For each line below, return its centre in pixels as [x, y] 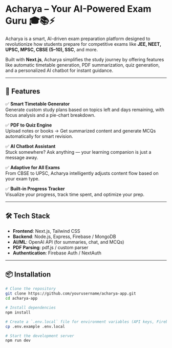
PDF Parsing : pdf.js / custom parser [50, 247]
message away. [22, 157]
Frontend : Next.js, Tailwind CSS [46, 231]
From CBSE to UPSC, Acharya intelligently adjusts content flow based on [82, 173]
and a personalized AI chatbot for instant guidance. [59, 70]
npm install [18, 312]
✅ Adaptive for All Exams [33, 167]
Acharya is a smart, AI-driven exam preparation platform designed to [78, 39]
